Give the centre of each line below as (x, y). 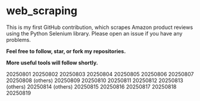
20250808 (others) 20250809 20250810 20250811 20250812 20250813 (95, 80)
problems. (18, 40)
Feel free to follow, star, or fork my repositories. (66, 51)
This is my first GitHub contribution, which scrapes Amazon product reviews (100, 27)
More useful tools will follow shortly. (52, 63)
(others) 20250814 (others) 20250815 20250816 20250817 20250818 (91, 86)
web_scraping (42, 11)
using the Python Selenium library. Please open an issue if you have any (94, 33)
